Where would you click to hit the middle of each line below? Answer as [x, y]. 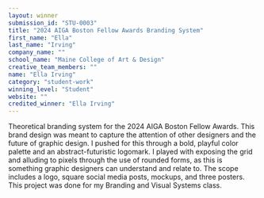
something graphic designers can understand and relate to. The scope [124, 169]
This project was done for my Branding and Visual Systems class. [115, 185]
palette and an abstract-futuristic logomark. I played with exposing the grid [130, 152]
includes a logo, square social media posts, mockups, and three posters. [126, 177]
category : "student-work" [51, 82]
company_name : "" [37, 52]
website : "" [28, 97]
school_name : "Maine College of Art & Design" [86, 60]
